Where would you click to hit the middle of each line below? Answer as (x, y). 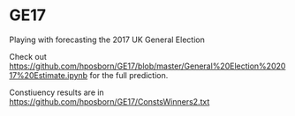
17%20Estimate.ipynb (49, 75)
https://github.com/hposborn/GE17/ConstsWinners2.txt (110, 101)
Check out (28, 56)
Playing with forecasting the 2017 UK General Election (107, 40)
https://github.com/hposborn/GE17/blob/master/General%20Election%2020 (147, 66)
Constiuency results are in (57, 92)
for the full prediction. (129, 75)
